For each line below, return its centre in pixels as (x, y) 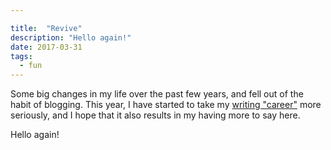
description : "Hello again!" (71, 37)
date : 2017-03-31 (46, 47)
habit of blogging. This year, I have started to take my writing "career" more (166, 105)
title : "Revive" (46, 28)
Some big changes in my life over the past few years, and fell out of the (157, 94)
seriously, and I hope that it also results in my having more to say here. (155, 115)
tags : (21, 56)
